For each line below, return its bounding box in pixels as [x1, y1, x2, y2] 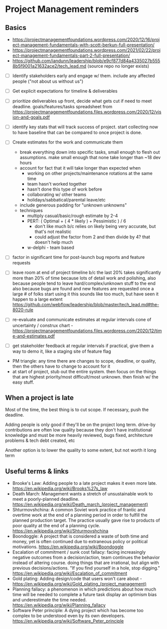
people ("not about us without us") [12, 78, 83, 84]
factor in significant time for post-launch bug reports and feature [12, 254, 145, 260]
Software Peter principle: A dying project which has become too [12, 608, 144, 614]
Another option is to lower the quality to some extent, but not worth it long [5, 447, 157, 453]
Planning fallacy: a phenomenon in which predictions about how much [12, 586, 157, 592]
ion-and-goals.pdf [12, 114, 50, 120]
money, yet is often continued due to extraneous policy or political [12, 539, 148, 545]
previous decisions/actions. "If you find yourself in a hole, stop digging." [12, 565, 161, 571]
